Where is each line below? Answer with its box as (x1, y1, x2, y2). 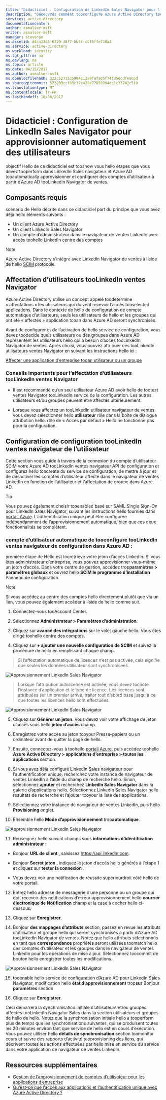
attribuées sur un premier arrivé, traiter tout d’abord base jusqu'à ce (17, 692, 156, 698)
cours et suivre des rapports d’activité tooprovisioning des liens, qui (5, 1036, 143, 1042)
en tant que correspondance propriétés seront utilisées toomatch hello (12, 940, 157, 946)
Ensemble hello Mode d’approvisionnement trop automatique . (12, 816, 140, 822)
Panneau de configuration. (5, 575, 60, 581)
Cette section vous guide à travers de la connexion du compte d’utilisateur (5, 458, 157, 463)
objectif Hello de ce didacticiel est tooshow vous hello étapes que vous (5, 163, 150, 169)
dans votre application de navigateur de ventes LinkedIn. (5, 1046, 121, 1053)
